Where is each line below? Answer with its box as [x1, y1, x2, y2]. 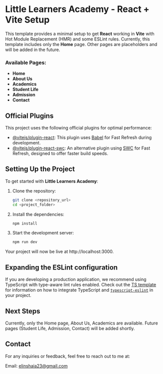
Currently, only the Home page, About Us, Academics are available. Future [5, 320, 158, 326]
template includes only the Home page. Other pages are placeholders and [5, 41, 158, 47]
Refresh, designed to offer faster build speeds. [12, 150, 109, 156]
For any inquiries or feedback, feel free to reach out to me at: [5, 353, 131, 359]
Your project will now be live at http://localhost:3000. [5, 248, 114, 254]
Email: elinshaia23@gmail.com [5, 362, 68, 368]
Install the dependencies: [12, 211, 65, 217]
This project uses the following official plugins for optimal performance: [5, 125, 152, 131]
